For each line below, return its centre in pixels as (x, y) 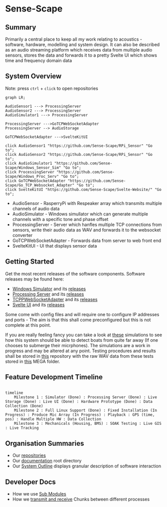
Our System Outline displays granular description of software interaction (87, 466)
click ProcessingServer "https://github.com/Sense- (60, 172)
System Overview (33, 76)
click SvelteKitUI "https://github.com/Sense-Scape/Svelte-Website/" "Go (83, 189)
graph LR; (15, 97)
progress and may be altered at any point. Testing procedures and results (81, 351)
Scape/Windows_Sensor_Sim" (33, 168)
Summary (21, 27)
